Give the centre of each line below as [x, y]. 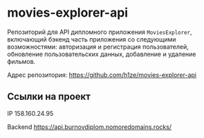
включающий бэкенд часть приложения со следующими [92, 39]
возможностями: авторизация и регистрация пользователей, [98, 46]
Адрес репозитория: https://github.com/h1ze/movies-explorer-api [102, 75]
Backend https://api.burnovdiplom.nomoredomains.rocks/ [89, 127]
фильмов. [21, 61]
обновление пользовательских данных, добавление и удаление [102, 54]
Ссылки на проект [49, 97]
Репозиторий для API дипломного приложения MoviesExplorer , [100, 32]
